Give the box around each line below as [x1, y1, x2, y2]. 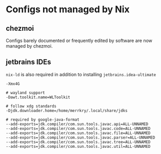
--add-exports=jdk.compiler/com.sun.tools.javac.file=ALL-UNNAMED [6, 130, 151, 136]
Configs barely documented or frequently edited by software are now [6, 37, 153, 43]
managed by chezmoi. [6, 43, 53, 49]
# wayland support [6, 90, 45, 95]
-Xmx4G [6, 81, 20, 86]
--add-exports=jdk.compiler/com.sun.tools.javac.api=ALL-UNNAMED [6, 121, 148, 126]
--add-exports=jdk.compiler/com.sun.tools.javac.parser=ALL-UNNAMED [6, 135, 155, 140]
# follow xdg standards [6, 103, 57, 108]
